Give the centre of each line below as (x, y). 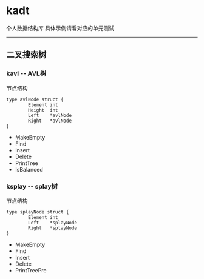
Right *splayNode (53, 228)
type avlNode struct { (35, 99)
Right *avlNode (50, 121)
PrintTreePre (31, 270)
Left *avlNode (50, 115)
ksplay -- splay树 (32, 186)
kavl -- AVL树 (26, 73)
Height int (43, 110)
